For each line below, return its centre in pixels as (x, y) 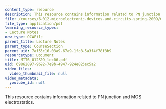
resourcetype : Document (30, 55)
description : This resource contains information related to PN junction (83, 14)
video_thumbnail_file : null (39, 74)
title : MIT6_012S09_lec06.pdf (36, 60)
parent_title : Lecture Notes (35, 42)
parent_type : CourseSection (34, 46)
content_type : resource (30, 10)
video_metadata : (22, 78)
